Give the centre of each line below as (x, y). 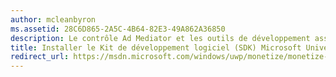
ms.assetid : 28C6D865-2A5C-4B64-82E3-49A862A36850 (118, 29)
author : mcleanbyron (53, 19)
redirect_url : (40, 57)
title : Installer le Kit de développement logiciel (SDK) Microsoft (156, 47)
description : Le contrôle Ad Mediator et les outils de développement (160, 38)
